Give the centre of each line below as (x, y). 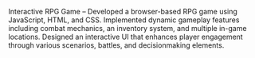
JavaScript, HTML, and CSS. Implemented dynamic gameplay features (124, 20)
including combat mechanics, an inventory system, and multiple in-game (127, 28)
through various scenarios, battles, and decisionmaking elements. (116, 45)
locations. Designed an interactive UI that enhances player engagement (126, 37)
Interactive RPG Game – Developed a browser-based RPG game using (123, 12)
